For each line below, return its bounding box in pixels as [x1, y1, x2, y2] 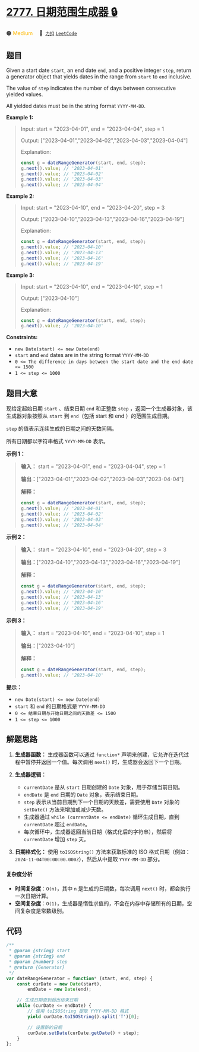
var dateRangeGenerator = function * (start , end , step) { [6, 975, 153, 981]
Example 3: [6, 271, 34, 279]
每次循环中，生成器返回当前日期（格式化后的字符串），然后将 [23, 828, 172, 835]
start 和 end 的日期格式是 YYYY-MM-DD [14, 702, 106, 710]
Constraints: [6, 334, 38, 341]
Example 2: [6, 192, 34, 200]
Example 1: [6, 113, 34, 121]
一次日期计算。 [14, 892, 52, 899]
